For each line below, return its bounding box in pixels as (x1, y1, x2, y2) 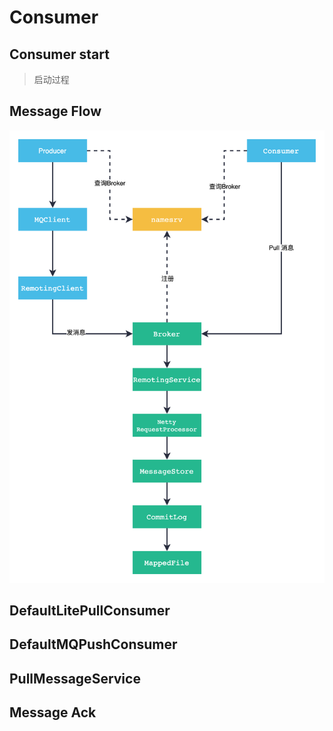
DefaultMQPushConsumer (9, 636, 178, 653)
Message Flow (9, 103, 102, 120)
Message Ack (9, 704, 97, 721)
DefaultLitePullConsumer (9, 602, 171, 620)
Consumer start (9, 46, 110, 63)
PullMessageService (9, 670, 141, 687)
